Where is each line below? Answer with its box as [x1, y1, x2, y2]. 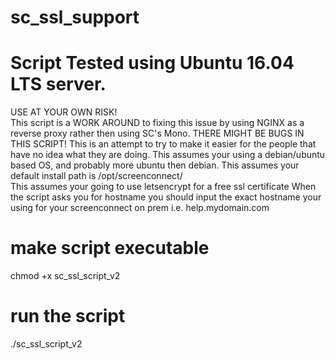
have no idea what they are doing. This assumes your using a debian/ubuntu [10, 149, 326, 161]
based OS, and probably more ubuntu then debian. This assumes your [10, 159, 300, 171]
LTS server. [10, 73, 107, 96]
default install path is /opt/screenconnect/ [10, 170, 183, 182]
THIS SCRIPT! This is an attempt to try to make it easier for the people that [10, 138, 317, 150]
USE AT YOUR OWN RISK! [10, 106, 118, 118]
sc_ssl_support [10, 6, 140, 29]
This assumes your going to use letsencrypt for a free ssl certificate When [10, 181, 317, 193]
